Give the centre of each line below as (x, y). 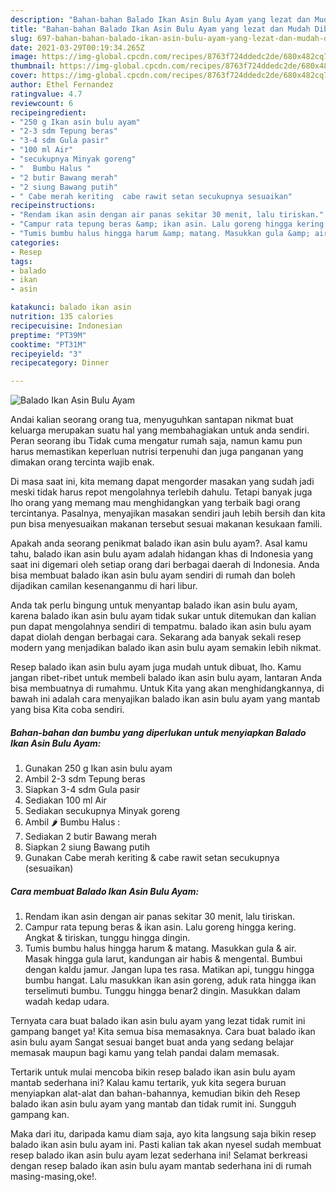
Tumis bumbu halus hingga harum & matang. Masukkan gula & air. (160, 948)
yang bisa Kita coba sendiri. (67, 710)
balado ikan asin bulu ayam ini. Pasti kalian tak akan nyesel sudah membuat (166, 1145)
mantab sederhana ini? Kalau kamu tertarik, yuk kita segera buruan (148, 1083)
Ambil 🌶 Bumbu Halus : (72, 822)
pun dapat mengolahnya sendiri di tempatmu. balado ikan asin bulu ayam (161, 627)
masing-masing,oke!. (53, 1177)
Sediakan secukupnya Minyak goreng (102, 811)
